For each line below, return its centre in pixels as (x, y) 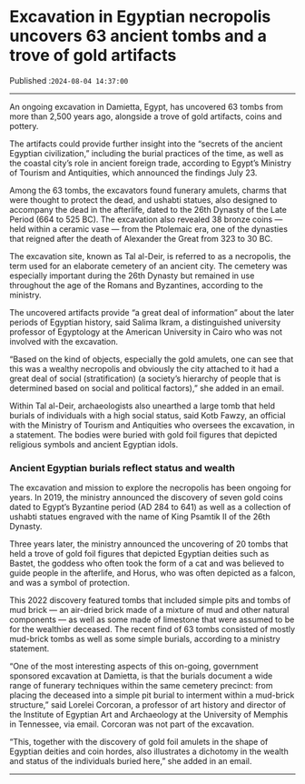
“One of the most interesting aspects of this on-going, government (134, 667)
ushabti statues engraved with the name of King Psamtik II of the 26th (140, 517)
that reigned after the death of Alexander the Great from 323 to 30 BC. (141, 238)
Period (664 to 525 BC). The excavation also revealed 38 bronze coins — (146, 219)
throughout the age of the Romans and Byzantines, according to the (136, 285)
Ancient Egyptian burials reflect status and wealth (123, 467)
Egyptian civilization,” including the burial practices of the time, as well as (147, 153)
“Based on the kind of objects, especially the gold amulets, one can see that (152, 359)
